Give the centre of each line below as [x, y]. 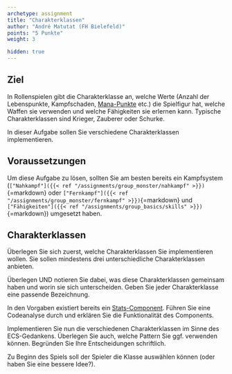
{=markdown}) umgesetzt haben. [55, 213]
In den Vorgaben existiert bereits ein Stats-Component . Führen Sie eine [109, 308]
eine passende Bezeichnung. [48, 294]
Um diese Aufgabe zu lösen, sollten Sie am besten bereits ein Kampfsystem [115, 178]
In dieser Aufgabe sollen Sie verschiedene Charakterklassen [93, 132]
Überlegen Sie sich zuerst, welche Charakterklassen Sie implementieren [110, 252]
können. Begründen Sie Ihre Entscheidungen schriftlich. [87, 344]
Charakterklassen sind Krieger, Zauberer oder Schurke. [86, 118]
